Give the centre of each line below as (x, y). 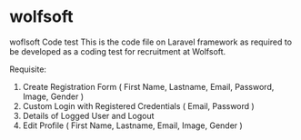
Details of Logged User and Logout (88, 115)
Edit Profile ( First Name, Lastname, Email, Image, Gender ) (132, 125)
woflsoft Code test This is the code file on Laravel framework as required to (151, 42)
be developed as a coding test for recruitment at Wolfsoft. (118, 51)
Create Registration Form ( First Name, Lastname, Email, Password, (148, 86)
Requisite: (28, 69)
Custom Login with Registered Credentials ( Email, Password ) (138, 105)
